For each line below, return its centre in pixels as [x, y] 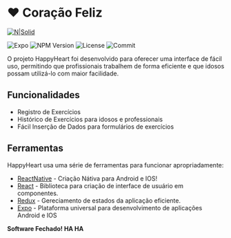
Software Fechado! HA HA [46, 228]
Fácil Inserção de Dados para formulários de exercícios [96, 127]
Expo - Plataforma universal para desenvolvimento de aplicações [110, 208]
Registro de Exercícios [49, 111]
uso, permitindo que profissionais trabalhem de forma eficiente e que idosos [116, 66]
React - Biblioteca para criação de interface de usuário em [100, 185]
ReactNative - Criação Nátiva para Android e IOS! [87, 178]
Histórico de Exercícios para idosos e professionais [90, 119]
